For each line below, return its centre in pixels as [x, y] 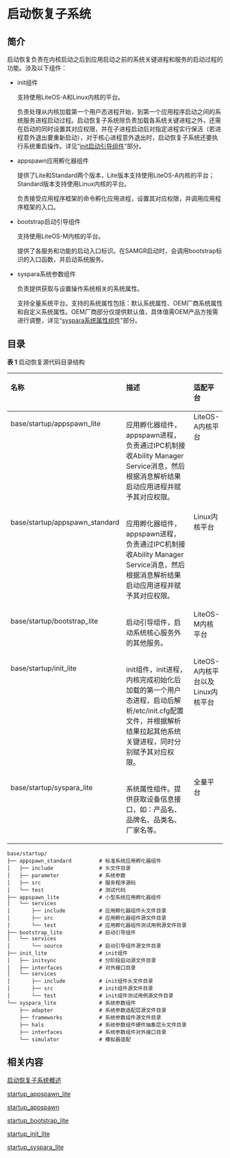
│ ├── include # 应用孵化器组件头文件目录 [87, 911]
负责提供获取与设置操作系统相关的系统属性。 [80, 288]
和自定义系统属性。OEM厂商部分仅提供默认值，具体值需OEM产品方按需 [118, 312]
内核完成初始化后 [154, 679]
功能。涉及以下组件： [37, 68]
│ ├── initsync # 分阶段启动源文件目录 [81, 960]
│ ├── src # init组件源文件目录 [80, 988]
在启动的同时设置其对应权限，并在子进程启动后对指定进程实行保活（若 [116, 129]
